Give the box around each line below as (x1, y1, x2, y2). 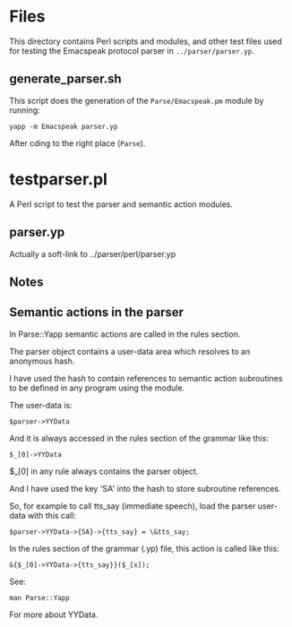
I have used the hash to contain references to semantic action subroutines (9, 373, 283, 383)
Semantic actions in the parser (9, 305, 185, 320)
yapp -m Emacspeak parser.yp (9, 122, 118, 131)
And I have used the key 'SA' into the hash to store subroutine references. (9, 483, 281, 494)
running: (9, 105, 40, 116)
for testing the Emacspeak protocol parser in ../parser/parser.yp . (9, 45, 255, 56)
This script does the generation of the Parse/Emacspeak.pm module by (9, 95, 264, 106)
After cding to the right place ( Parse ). (9, 137, 146, 149)
